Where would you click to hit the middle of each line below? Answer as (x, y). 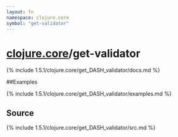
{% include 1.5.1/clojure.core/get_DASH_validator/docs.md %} (83, 70)
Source (20, 113)
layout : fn (20, 12)
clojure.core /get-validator (74, 53)
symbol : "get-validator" (38, 23)
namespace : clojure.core (38, 18)
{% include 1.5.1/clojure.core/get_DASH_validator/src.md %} (81, 128)
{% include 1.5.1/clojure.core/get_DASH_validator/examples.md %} (89, 94)
